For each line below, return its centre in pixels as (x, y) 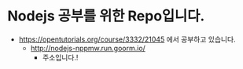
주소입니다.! (60, 57)
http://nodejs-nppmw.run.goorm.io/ (88, 48)
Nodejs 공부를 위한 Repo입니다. (106, 16)
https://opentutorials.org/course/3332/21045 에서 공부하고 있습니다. (127, 39)
